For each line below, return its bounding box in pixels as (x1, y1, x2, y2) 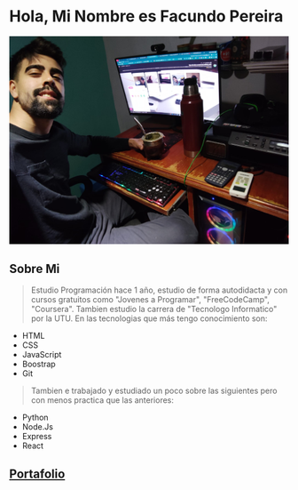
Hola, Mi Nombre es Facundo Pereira (9, 6, 284, 27)
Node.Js (21, 422, 53, 432)
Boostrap (21, 358, 56, 370)
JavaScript (21, 349, 62, 360)
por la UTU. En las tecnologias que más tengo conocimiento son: (30, 313, 268, 324)
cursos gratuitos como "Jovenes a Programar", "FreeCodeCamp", (30, 294, 271, 305)
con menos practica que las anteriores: (30, 395, 175, 406)
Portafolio (9, 466, 66, 481)
